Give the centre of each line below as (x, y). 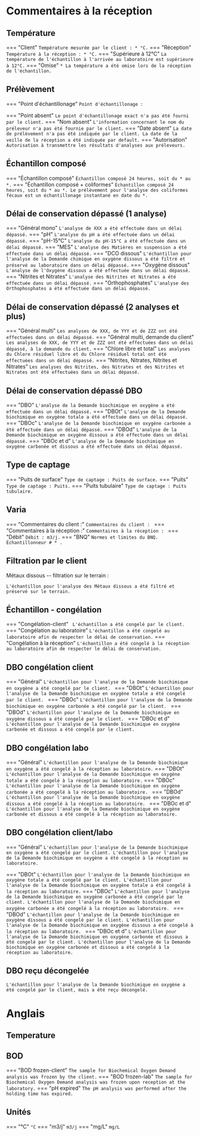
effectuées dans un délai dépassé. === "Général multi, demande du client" (100, 337)
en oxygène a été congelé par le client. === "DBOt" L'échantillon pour (100, 688)
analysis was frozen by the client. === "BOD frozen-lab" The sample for (99, 1076)
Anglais (26, 1013)
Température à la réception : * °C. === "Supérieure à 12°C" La (87, 54)
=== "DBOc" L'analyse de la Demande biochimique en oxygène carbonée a (99, 423)
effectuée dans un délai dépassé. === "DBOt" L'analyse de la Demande (96, 411)
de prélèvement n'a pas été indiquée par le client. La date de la (92, 134)
